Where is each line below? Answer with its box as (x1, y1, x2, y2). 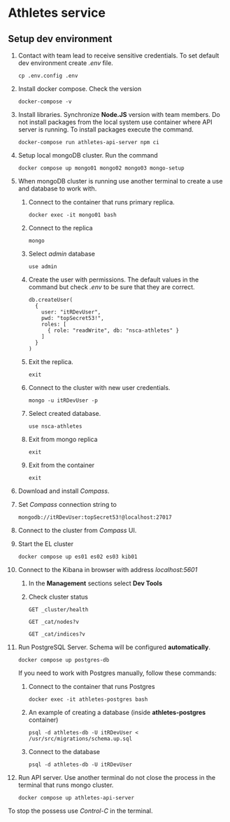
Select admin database (28, 250, 95, 258)
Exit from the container (28, 461, 95, 469)
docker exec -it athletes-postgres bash (28, 696, 148, 703)
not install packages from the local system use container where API (17, 118, 213, 126)
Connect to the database (28, 748, 101, 755)
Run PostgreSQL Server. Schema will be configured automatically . (17, 643, 210, 651)
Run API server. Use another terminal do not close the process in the (17, 774, 216, 781)
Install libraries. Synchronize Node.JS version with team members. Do (17, 111, 221, 118)
